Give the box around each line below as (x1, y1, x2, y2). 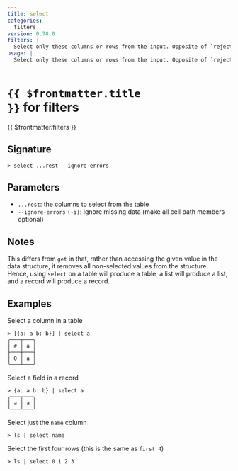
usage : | (7, 50, 33, 57)
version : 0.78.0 (7, 30, 55, 38)
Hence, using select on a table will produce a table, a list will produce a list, (7, 270, 228, 278)
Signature (7, 143, 52, 156)
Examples (7, 297, 52, 310)
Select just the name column (7, 418, 87, 426)
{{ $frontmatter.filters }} (7, 123, 76, 131)
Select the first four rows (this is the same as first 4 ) (7, 444, 164, 453)
